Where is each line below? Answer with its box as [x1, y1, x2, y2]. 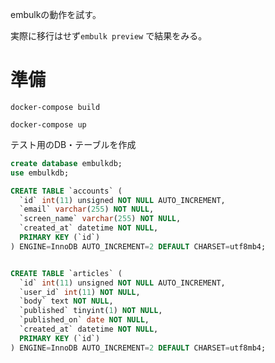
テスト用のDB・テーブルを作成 [10, 138, 137, 150]
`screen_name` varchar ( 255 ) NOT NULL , [19, 214, 182, 224]
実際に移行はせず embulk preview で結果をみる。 [10, 30, 208, 42]
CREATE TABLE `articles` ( [10, 268, 123, 278]
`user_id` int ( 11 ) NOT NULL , [19, 287, 141, 297]
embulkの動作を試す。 [10, 9, 102, 20]
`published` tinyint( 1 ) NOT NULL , [19, 306, 163, 316]
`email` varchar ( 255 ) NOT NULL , [19, 204, 155, 215]
